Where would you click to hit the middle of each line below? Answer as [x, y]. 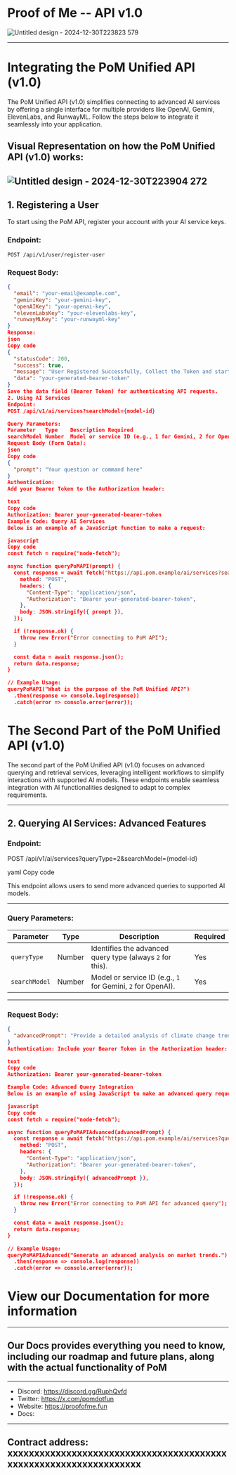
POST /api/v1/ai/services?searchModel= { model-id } [81, 411]
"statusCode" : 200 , [42, 359]
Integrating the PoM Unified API [101, 67]
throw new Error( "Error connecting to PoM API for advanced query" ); [124, 1204]
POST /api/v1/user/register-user [56, 254]
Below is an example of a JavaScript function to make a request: [106, 528]
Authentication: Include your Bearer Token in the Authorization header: [118, 1048]
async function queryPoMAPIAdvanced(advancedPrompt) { [89, 1132]
